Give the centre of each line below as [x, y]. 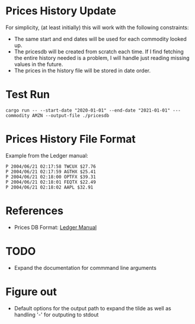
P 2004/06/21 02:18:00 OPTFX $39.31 [51, 177]
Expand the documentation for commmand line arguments [85, 268]
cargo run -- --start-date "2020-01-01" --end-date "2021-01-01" [88, 110]
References [34, 211]
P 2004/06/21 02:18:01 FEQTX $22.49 [51, 182]
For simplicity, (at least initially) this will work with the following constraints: [97, 27]
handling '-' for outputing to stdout [56, 314]
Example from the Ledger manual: [47, 155]
